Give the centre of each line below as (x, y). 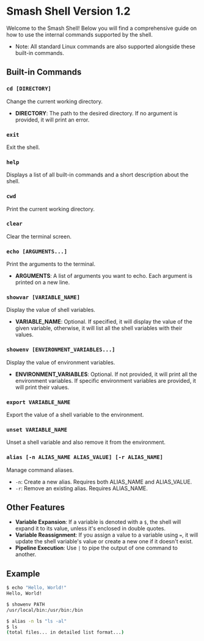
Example (23, 574)
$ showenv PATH (26, 604)
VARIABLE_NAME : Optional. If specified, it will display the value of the (104, 322)
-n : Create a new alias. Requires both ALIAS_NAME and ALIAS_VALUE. (104, 482)
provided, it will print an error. (52, 120)
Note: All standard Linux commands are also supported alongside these (105, 46)
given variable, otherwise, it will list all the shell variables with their (99, 328)
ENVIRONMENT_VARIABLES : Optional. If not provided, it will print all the (106, 374)
